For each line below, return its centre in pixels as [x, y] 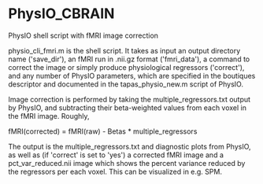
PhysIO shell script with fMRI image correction [83, 35]
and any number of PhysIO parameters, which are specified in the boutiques [132, 75]
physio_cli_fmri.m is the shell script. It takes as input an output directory [124, 50]
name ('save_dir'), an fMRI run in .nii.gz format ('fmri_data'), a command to [129, 59]
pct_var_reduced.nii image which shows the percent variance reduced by [127, 163]
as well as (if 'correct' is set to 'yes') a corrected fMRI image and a [116, 155]
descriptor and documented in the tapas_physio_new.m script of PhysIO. [126, 84]
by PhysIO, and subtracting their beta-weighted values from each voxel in [127, 108]
